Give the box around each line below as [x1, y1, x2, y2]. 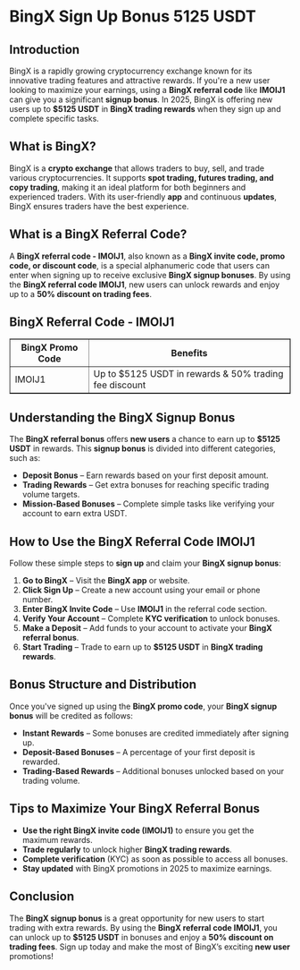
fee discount [93, 379, 146, 391]
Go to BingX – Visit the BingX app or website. [21, 575, 190, 586]
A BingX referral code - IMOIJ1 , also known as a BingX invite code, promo [9, 251, 286, 261]
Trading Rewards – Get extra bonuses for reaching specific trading [21, 480, 270, 490]
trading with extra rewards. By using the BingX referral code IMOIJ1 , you [9, 922, 279, 932]
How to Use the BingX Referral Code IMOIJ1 [9, 534, 256, 549]
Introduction [9, 42, 80, 57]
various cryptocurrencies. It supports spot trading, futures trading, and [9, 172, 274, 183]
